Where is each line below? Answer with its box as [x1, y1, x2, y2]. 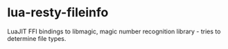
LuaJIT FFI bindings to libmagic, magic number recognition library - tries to [7, 27, 221, 35]
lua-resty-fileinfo [7, 5, 109, 20]
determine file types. [7, 34, 67, 42]
